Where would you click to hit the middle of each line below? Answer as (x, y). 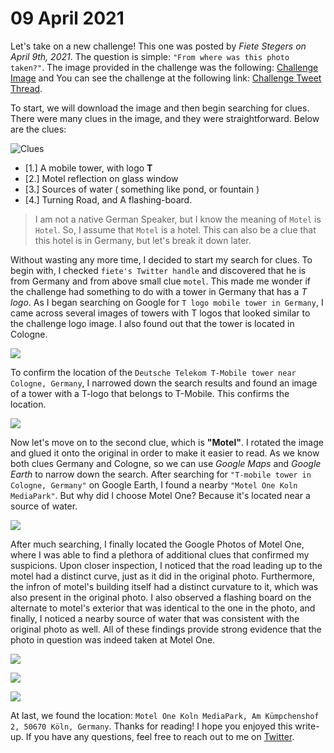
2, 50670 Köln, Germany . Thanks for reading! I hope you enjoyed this (151, 726)
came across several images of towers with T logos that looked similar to (160, 313)
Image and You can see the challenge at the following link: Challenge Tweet (166, 78)
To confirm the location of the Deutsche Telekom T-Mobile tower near (153, 372)
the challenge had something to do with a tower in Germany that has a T (159, 291)
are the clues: (38, 129)
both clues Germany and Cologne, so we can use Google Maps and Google (166, 463)
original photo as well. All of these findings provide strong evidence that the (166, 629)
